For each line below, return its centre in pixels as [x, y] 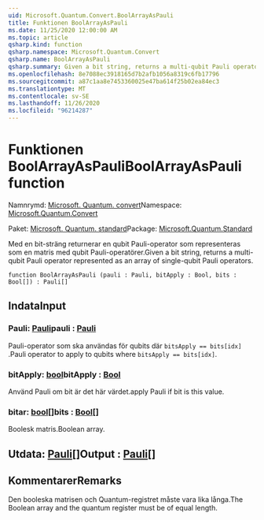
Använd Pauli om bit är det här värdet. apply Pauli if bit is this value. [116, 392]
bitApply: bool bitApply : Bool [64, 374]
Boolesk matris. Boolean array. [57, 429]
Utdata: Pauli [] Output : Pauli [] [82, 454]
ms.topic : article [38, 37]
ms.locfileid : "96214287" [50, 111]
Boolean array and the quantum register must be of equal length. [113, 508]
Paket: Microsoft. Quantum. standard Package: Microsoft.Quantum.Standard [130, 228]
